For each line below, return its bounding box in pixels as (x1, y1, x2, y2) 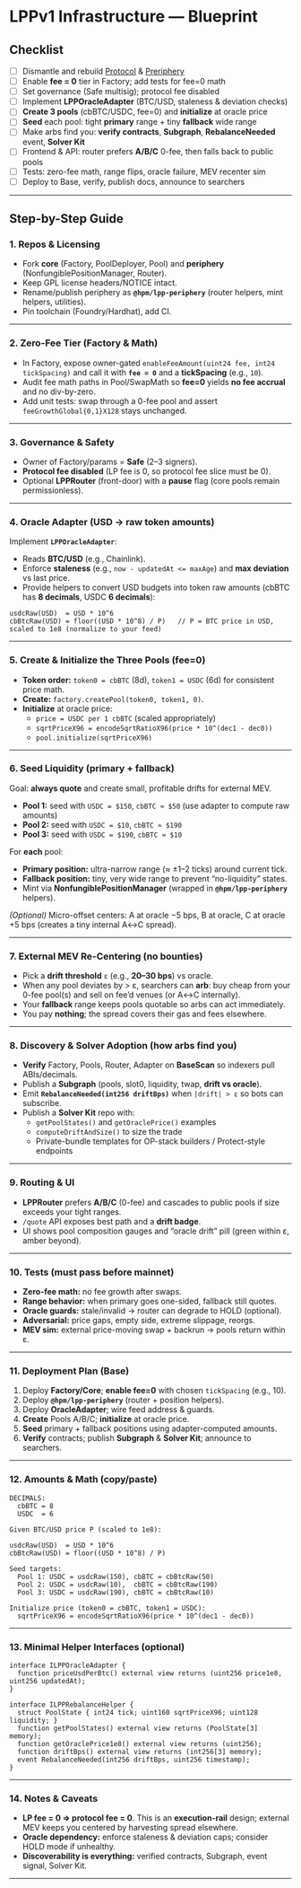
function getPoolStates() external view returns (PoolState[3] (17, 1724, 258, 1733)
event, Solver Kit (21, 136, 85, 147)
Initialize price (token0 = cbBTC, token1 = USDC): (9, 1603, 206, 1612)
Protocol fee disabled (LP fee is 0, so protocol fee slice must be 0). (21, 465, 271, 477)
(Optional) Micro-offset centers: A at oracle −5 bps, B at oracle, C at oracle (9, 909, 286, 920)
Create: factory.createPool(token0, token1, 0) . (21, 693, 204, 704)
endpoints (35, 1146, 73, 1156)
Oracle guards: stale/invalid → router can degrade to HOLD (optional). (21, 1304, 282, 1316)
